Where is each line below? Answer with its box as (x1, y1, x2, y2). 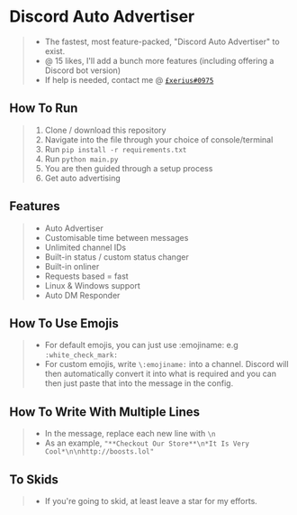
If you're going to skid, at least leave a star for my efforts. (44, 496, 258, 506)
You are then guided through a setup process (44, 162, 213, 173)
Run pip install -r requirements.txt (44, 143, 187, 154)
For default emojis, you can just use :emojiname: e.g (44, 340, 238, 351)
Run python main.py (44, 153, 119, 164)
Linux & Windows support (44, 280, 141, 290)
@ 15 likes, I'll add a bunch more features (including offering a (44, 55, 274, 66)
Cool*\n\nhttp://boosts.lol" (44, 447, 155, 456)
